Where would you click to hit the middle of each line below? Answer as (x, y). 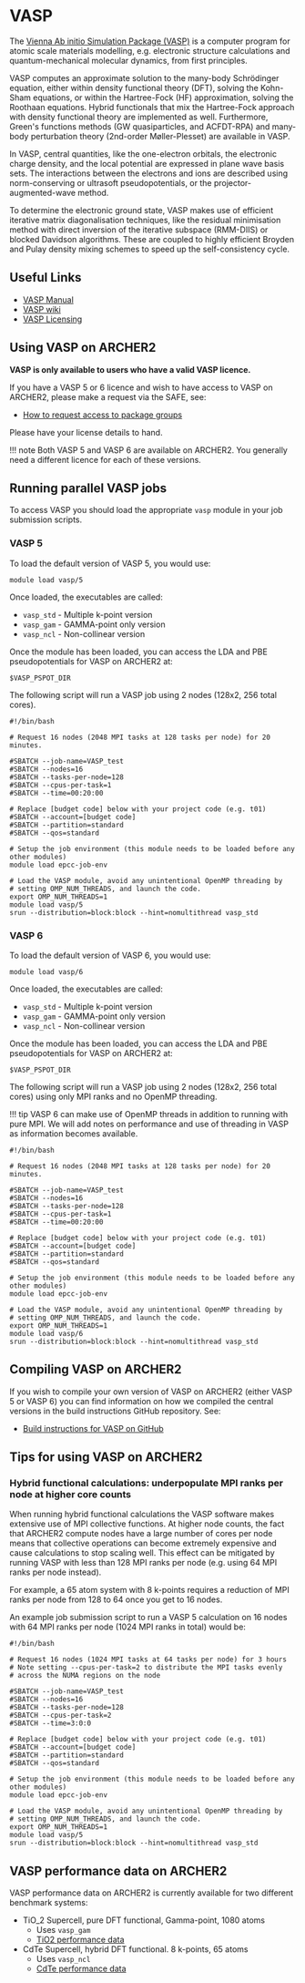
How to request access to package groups (102, 415)
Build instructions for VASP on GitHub (93, 1428)
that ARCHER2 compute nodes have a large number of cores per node (141, 1534)
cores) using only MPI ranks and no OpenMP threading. (113, 1096)
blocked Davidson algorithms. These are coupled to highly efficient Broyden (152, 239)
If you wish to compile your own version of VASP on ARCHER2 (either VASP (151, 1392)
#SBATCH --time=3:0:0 (51, 1723)
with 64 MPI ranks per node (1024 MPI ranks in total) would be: (127, 1627)
